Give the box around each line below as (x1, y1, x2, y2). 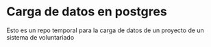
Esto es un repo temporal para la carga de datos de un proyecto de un (6, 26, 205, 34)
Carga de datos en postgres (6, 4, 167, 19)
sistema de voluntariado (6, 33, 75, 41)
